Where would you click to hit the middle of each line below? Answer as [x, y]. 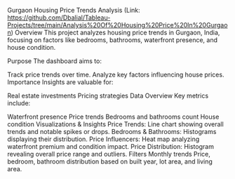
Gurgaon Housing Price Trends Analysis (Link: [74, 10]
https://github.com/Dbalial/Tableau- [59, 18]
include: [19, 103]
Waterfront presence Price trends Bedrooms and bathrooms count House [113, 117]
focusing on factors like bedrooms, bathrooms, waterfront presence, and [113, 40]
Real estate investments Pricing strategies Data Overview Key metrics [108, 95]
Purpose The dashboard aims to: [54, 61]
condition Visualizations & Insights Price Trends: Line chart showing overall [116, 124]
